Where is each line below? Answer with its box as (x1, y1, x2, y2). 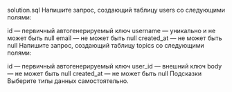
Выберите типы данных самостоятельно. (7, 77, 130, 85)
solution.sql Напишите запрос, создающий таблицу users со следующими (7, 6, 226, 14)
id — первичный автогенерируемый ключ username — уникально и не (7, 27, 216, 35)
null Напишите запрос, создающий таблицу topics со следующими (7, 42, 204, 49)
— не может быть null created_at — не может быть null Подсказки (7, 69, 202, 77)
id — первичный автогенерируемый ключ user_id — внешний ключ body (7, 62, 222, 70)
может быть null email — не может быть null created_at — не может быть (7, 34, 223, 42)
